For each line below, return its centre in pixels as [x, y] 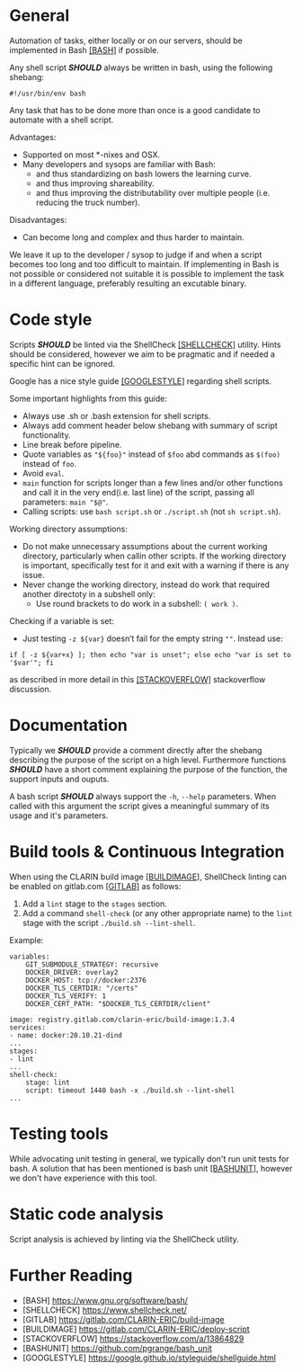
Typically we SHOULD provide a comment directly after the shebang [136, 750]
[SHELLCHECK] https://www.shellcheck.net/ [104, 1310]
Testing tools [59, 1133]
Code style [51, 320]
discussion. [31, 689]
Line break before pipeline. [72, 444]
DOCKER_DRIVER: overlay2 [72, 972]
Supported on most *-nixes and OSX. [91, 155]
